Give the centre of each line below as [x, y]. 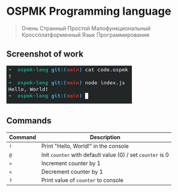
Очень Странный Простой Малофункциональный [86, 28]
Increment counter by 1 [71, 163]
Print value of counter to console [83, 180]
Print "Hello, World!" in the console [85, 146]
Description [105, 137]
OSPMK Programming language [89, 11]
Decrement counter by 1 [72, 172]
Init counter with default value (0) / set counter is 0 [105, 155]
